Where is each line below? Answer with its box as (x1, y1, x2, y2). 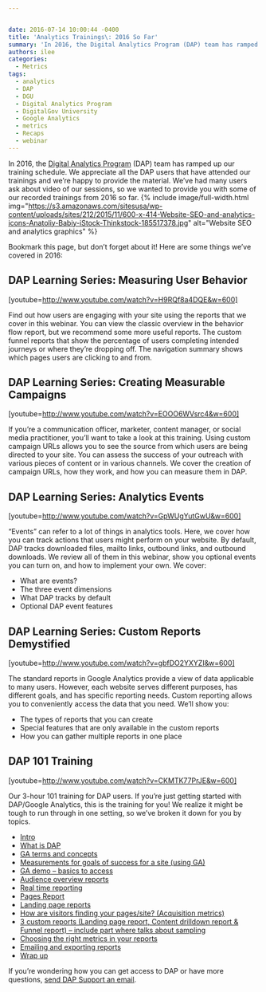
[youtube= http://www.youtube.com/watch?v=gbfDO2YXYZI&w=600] (8, 659, 235, 667)
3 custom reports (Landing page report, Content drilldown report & (19, 916, 239, 926)
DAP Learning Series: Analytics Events (8, 490, 205, 503)
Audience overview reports (19, 874, 109, 884)
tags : (8, 70, 26, 78)
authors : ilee (8, 48, 56, 56)
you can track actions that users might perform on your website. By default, (8, 535, 256, 545)
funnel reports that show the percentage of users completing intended (8, 336, 240, 345)
